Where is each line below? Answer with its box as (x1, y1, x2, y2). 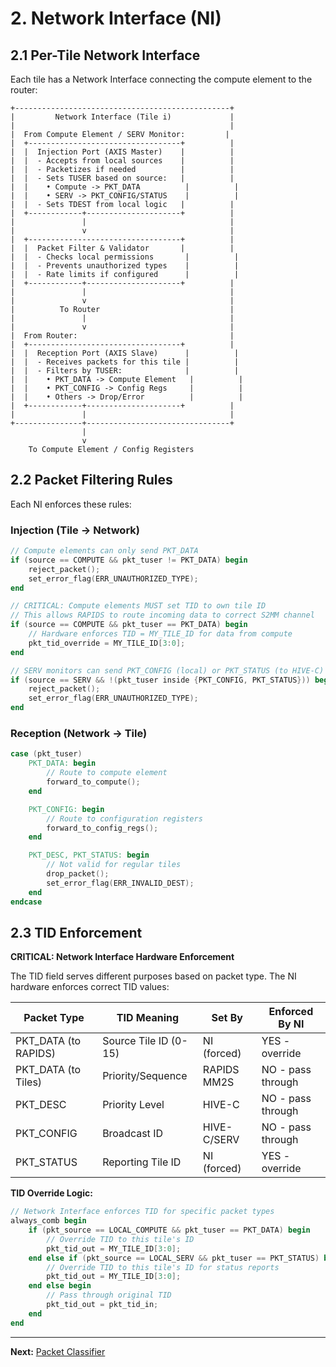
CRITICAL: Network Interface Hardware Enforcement (10, 951, 235, 963)
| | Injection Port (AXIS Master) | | (10, 147, 235, 157)
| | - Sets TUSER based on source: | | (10, 173, 235, 183)
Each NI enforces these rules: (10, 498, 132, 510)
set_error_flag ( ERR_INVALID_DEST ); (46, 878, 195, 888)
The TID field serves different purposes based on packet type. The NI (10, 970, 297, 982)
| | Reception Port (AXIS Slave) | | (10, 348, 240, 358)
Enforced (268, 1005, 314, 1019)
